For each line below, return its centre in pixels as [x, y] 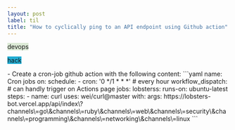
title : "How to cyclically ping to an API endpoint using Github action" [118, 27]
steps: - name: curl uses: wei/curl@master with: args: [85, 96]
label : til [23, 20]
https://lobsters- [187, 96]
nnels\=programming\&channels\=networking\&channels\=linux [99, 119]
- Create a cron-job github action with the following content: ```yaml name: [115, 74]
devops [18, 47]
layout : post [26, 14]
